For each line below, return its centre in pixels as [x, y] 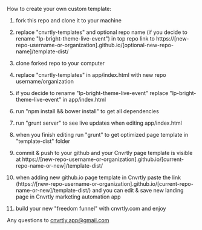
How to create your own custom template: [59, 9]
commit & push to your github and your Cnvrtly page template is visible [104, 153]
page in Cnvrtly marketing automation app [68, 197]
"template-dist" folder [43, 141]
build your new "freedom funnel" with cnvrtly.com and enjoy [91, 209]
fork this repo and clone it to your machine [68, 20]
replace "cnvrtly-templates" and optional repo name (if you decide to [102, 32]
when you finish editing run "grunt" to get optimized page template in [102, 135]
